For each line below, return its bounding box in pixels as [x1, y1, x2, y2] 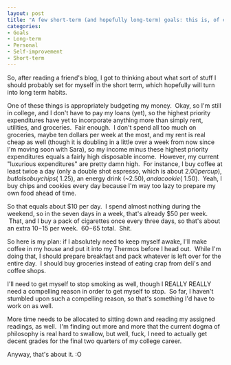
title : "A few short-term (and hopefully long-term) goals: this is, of [7, 16, 220, 23]
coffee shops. [7, 266, 47, 274]
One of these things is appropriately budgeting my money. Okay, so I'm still [7, 101, 221, 110]
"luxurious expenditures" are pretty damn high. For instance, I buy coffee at [7, 159, 223, 168]
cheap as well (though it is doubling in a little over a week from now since [7, 138, 215, 146]
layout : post [7, 10, 45, 17]
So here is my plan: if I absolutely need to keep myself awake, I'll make [7, 237, 208, 246]
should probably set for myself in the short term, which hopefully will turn [7, 80, 215, 89]
